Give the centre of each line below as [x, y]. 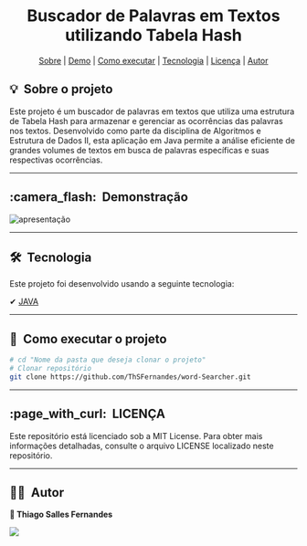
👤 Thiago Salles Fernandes [61, 514]
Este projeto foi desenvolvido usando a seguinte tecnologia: [122, 284]
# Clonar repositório [51, 369]
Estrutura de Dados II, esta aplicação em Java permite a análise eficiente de [152, 140]
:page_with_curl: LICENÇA [88, 414]
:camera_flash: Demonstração [99, 197]
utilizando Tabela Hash [153, 35]
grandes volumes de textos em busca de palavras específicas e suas [139, 150]
